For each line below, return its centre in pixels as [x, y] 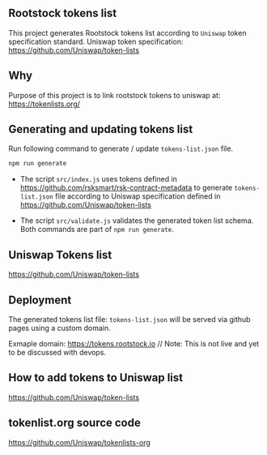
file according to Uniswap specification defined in [138, 196]
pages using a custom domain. [59, 328]
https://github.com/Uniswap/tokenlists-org [80, 442]
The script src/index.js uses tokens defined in [99, 179]
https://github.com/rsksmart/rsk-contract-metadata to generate [126, 188]
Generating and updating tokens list [101, 129]
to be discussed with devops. [57, 352]
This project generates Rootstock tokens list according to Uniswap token [127, 32]
